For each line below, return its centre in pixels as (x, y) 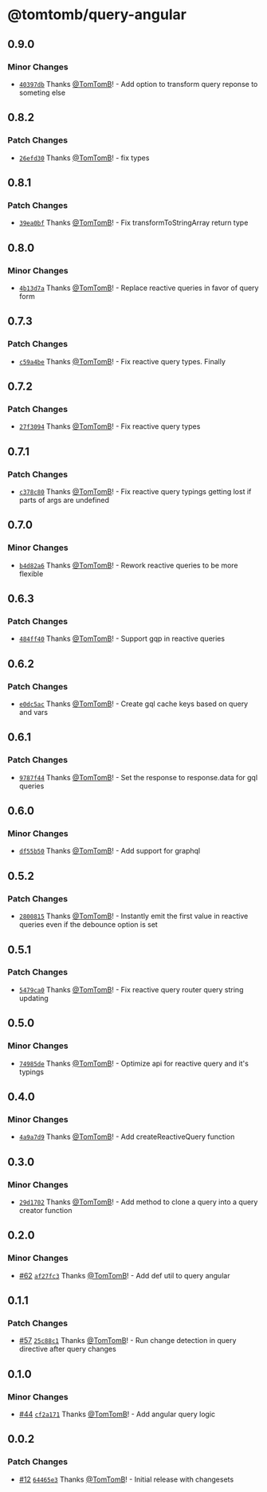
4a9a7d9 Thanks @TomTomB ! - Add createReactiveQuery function (127, 1137)
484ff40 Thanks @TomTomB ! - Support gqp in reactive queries (122, 638)
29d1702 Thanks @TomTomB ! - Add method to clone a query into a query (138, 1202)
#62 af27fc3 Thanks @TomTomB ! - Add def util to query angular (124, 1275)
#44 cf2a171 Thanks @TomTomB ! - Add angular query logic (117, 1414)
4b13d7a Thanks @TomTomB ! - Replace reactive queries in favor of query (139, 288)
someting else (42, 92)
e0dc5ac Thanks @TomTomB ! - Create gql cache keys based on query (133, 704)
